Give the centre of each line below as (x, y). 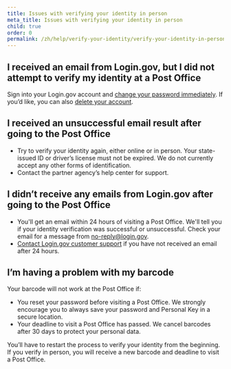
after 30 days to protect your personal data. (79, 332)
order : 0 (20, 33)
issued (26, 158)
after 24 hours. (38, 251)
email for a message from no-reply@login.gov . (83, 236)
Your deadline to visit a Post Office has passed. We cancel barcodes (114, 324)
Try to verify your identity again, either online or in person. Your (107, 150)
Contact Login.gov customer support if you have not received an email (117, 243)
